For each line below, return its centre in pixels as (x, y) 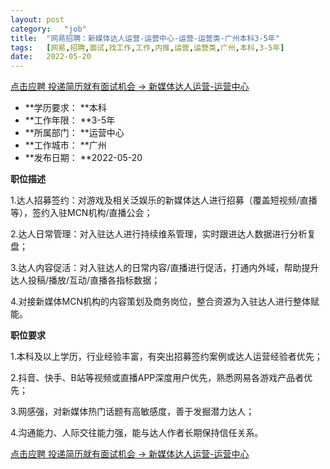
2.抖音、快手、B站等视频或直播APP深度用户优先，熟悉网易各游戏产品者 (157, 378)
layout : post (37, 19)
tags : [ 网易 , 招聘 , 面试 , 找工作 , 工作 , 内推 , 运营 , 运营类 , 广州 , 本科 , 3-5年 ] (147, 47)
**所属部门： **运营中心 (74, 133)
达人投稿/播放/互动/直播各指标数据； (85, 280)
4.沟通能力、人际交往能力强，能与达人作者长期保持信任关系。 (137, 433)
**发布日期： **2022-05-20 (83, 158)
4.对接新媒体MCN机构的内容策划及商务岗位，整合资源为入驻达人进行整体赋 (165, 302)
